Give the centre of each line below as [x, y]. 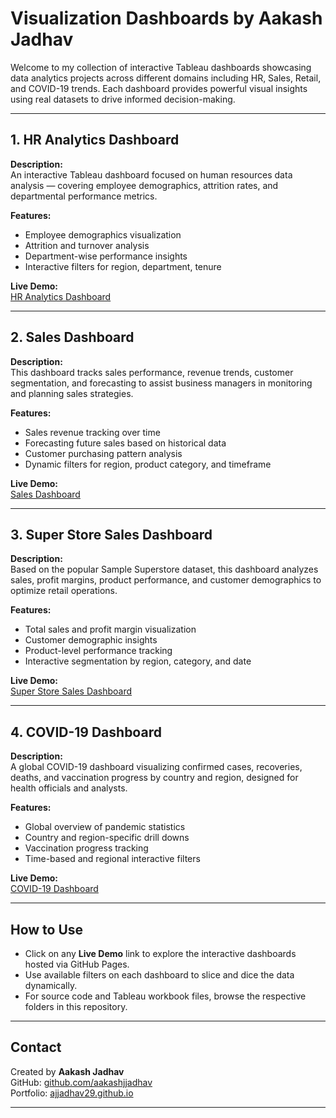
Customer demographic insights [91, 640]
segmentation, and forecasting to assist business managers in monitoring [161, 383]
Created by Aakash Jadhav [67, 1071]
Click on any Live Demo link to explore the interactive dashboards [160, 953]
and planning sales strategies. [72, 393]
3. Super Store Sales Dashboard [111, 534]
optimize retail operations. [64, 591]
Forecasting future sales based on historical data [125, 443]
